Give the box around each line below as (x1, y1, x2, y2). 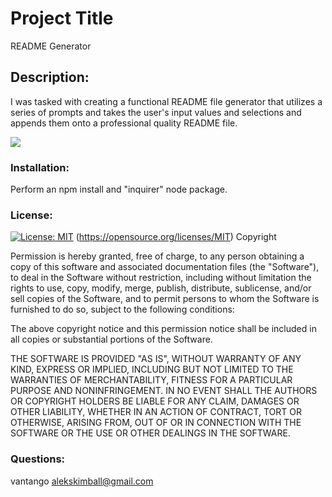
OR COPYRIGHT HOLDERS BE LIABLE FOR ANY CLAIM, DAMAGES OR (10, 395, 300, 407)
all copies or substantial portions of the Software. (10, 333, 213, 346)
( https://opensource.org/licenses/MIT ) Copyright (75, 231, 277, 243)
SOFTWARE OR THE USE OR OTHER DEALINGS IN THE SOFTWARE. (10, 427, 291, 439)
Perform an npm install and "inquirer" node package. (10, 183, 228, 196)
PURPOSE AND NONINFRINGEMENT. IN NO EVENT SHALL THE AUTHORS (10, 385, 318, 397)
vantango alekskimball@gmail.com (10, 475, 154, 487)
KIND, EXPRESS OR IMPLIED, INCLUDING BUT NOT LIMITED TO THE (10, 363, 294, 376)
